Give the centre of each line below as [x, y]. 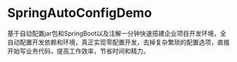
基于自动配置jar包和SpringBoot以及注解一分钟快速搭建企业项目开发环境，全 [117, 33]
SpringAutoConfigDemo [80, 13]
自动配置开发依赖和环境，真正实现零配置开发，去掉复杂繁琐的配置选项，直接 [119, 42]
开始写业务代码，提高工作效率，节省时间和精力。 [78, 51]
